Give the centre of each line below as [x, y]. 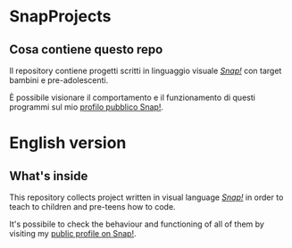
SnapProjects [60, 17]
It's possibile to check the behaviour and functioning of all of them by [137, 224]
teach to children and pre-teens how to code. [92, 207]
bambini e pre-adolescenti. [59, 80]
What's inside [49, 176]
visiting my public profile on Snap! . [73, 233]
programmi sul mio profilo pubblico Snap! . [86, 107]
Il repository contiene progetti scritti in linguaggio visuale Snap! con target [146, 70]
